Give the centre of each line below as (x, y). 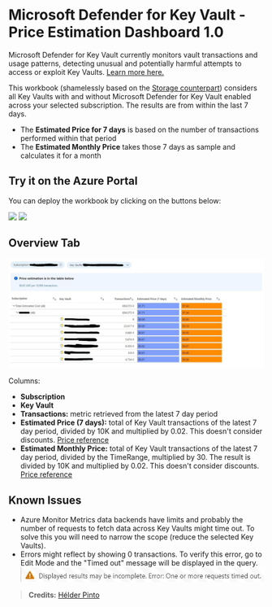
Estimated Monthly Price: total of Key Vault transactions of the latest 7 (139, 448)
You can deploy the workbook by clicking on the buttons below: (115, 200)
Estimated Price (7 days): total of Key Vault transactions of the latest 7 (138, 423)
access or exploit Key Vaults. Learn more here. (86, 72)
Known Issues (45, 500)
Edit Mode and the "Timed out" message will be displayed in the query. (139, 562)
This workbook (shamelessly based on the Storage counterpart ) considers (133, 88)
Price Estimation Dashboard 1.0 (116, 32)
